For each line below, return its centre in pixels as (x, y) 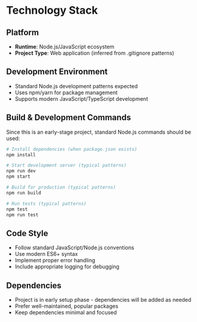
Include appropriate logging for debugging (67, 267)
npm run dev (21, 171)
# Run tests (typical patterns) (46, 203)
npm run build (24, 193)
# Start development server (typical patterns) (67, 165)
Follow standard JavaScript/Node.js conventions (74, 247)
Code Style (27, 233)
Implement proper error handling (55, 261)
